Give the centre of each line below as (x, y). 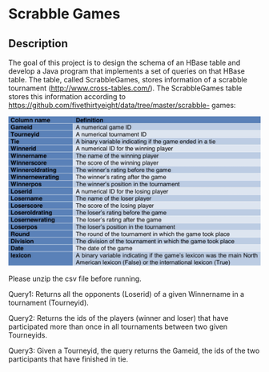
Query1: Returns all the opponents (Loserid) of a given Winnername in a (126, 294)
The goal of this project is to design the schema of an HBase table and (124, 62)
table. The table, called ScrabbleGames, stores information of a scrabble (128, 80)
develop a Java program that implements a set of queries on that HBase (127, 71)
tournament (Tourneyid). (49, 302)
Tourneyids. (28, 335)
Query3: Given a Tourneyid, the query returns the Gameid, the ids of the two (134, 350)
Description (38, 44)
